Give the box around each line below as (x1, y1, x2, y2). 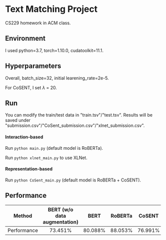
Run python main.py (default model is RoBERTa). (5, 145, 103, 151)
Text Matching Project (5, 3, 98, 15)
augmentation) (42, 218, 79, 225)
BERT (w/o (47, 206, 74, 213)
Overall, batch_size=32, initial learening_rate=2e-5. (5, 75, 109, 81)
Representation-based (5, 166, 53, 172)
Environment (5, 34, 46, 43)
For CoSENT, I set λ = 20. (5, 84, 57, 90)
